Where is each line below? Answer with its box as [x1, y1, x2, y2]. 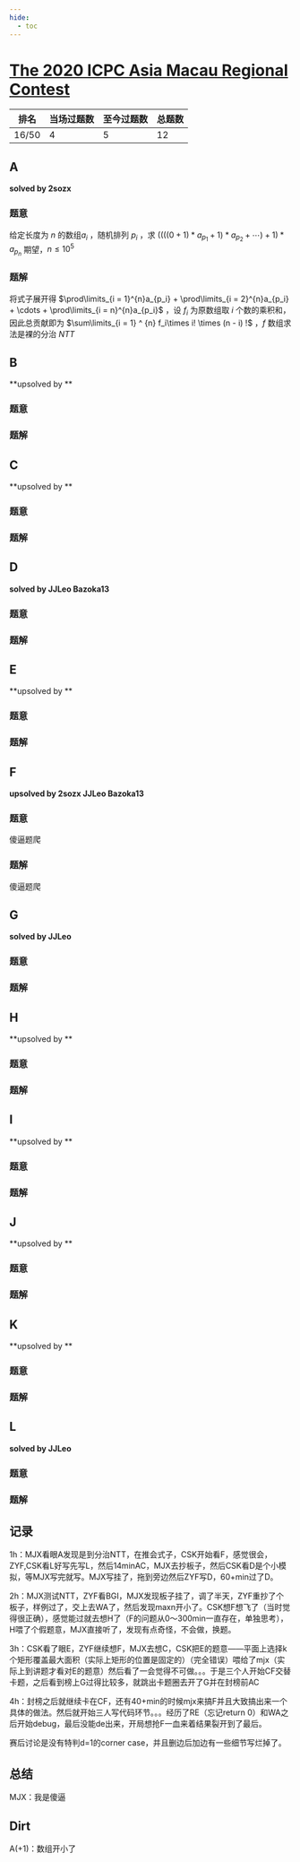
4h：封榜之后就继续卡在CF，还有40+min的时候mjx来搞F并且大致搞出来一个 [9, 1696, 288, 1707]
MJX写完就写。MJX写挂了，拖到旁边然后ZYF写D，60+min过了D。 [32, 1572, 279, 1582]
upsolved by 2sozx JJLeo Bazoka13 [9, 788, 145, 799]
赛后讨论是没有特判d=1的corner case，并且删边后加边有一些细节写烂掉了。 [9, 1737, 287, 1748]
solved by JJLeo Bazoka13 [9, 584, 110, 594]
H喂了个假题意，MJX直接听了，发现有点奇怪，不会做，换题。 [9, 1624, 236, 1635]
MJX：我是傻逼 [9, 1792, 66, 1803]
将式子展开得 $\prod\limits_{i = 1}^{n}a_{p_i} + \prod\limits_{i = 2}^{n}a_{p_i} [9, 293, 289, 304]
